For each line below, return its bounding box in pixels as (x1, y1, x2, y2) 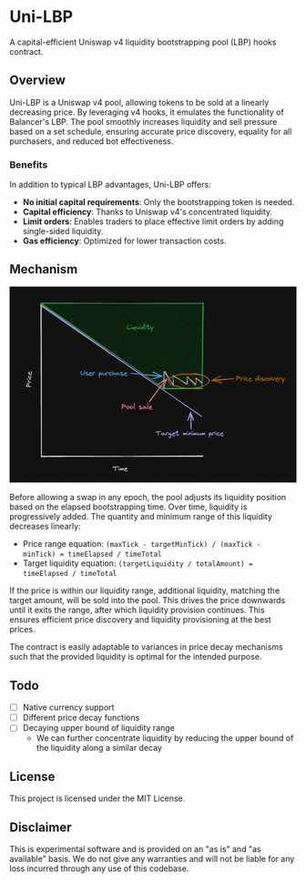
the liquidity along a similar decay (36, 743, 162, 754)
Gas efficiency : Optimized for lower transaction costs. (22, 235, 227, 247)
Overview (9, 73, 66, 88)
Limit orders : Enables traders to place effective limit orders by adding (22, 216, 284, 227)
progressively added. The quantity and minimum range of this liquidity (9, 511, 273, 522)
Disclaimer (9, 819, 72, 835)
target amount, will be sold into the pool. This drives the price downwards (9, 595, 286, 606)
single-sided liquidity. (22, 226, 104, 237)
